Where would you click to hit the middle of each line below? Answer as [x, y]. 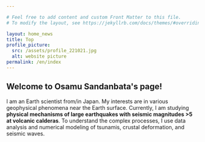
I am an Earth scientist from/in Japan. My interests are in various [87, 101]
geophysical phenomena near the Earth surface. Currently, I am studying [98, 107]
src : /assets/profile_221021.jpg [54, 51]
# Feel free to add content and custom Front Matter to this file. [94, 17]
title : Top [20, 39]
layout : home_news [30, 34]
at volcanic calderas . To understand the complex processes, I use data [96, 120]
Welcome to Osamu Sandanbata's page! [85, 86]
